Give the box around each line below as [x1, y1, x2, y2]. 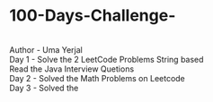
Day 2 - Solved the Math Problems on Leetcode [9, 72, 186, 83]
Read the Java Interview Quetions [9, 64, 135, 74]
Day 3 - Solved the [9, 82, 79, 93]
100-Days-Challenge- [9, 5, 176, 26]
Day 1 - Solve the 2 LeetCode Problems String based [9, 54, 204, 64]
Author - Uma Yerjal [9, 44, 83, 55]
